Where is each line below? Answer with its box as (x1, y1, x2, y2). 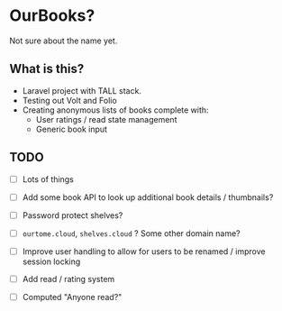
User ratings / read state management (35, 114, 177, 124)
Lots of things (22, 173, 74, 185)
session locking (22, 256, 81, 267)
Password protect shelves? (22, 209, 123, 221)
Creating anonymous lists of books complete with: (22, 105, 209, 115)
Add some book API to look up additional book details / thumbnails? (22, 191, 274, 203)
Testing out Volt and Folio (22, 95, 117, 105)
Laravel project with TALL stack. (22, 85, 142, 96)
